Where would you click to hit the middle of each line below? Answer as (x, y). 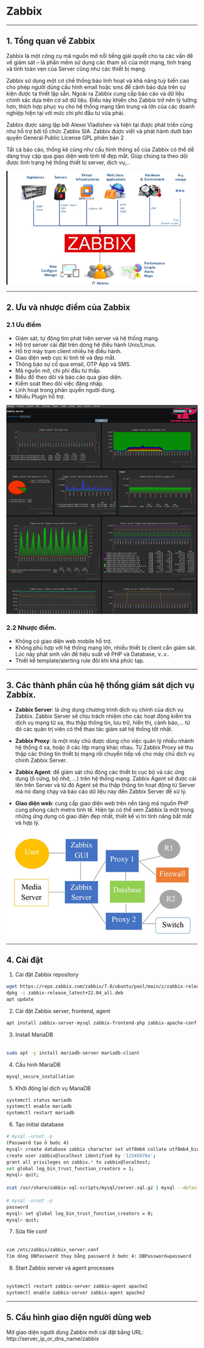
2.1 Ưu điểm (24, 325)
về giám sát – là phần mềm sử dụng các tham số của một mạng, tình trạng (99, 62)
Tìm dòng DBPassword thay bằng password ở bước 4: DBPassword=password (99, 1256)
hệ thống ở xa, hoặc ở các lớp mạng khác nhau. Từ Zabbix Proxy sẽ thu (104, 747)
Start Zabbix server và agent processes (64, 1268)
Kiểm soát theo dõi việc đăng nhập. (59, 383)
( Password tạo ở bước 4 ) (38, 1143)
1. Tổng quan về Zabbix (51, 41)
